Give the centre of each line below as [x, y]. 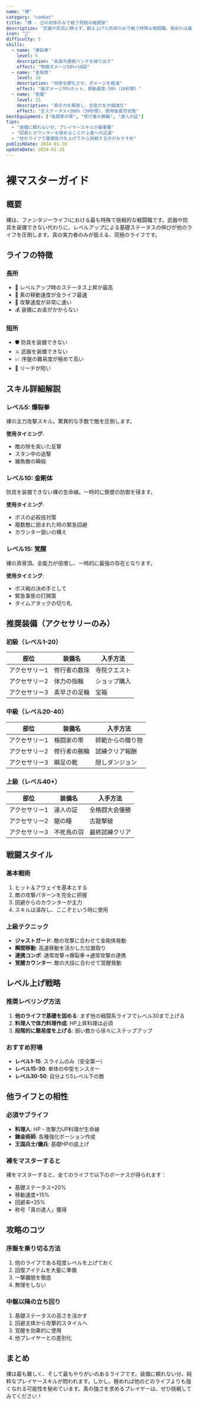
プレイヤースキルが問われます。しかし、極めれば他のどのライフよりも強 [104, 1381]
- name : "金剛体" [31, 72]
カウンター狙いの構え [40, 532]
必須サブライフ [27, 1115]
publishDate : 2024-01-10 [37, 144]
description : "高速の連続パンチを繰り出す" [65, 61]
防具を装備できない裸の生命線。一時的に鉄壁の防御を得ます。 [81, 492]
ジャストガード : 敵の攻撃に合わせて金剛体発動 [71, 941]
